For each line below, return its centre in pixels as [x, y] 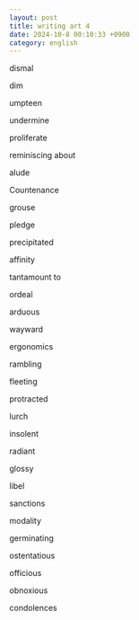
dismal [22, 68]
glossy [22, 469]
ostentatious [32, 556]
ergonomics [31, 347]
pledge [22, 225]
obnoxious [29, 590]
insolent [24, 434]
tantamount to [35, 277]
